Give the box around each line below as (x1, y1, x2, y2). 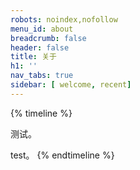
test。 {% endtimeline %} (10, 149, 115, 161)
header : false (10, 42, 70, 53)
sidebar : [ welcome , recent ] (10, 80, 132, 90)
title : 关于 (10, 52, 57, 62)
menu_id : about (10, 24, 74, 34)
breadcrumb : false (10, 33, 87, 43)
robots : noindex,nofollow (10, 14, 118, 25)
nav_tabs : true (10, 71, 74, 81)
